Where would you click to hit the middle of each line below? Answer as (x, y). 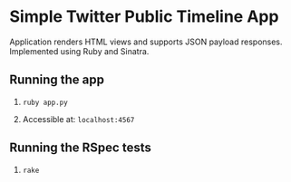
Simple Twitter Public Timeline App (144, 17)
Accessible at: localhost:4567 (78, 119)
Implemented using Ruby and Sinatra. (79, 51)
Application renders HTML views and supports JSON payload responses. (146, 42)
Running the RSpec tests (80, 148)
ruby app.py (45, 102)
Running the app (57, 80)
